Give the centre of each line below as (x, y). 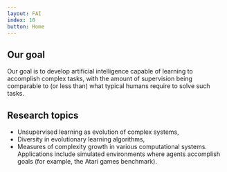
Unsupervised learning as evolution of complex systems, (98, 132)
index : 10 (21, 20)
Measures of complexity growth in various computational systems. (112, 147)
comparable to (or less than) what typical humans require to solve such (109, 86)
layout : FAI (24, 14)
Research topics (43, 115)
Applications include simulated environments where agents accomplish (118, 154)
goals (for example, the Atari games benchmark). (87, 161)
